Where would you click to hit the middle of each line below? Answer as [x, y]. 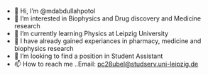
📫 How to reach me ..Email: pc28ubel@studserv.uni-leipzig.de [106, 64]
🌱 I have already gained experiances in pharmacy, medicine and [108, 41]
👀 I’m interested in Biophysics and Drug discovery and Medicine [107, 18]
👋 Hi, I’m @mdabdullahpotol [55, 11]
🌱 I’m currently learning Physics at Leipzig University [91, 33]
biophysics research [44, 48]
